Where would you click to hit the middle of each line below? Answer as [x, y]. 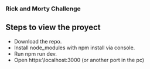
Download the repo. [38, 41]
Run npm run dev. [35, 53]
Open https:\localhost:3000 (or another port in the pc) [79, 60]
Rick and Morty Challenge [43, 9]
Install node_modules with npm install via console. [74, 48]
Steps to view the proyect [53, 28]
